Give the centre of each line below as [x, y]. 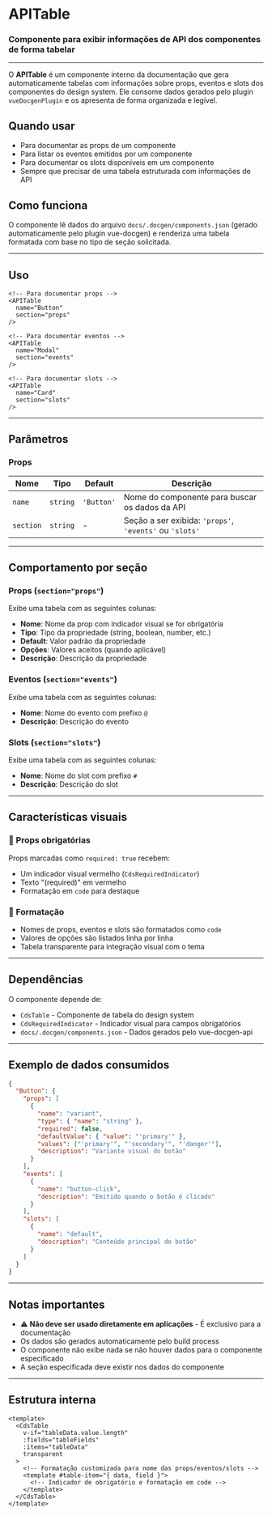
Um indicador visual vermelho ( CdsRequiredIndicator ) [110, 873]
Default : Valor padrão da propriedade [83, 641]
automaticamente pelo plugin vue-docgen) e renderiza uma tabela [119, 234]
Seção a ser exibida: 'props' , [179, 520]
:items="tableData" [56, 1447]
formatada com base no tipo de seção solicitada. [90, 242]
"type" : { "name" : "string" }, [90, 1121]
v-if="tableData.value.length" [76, 1433]
